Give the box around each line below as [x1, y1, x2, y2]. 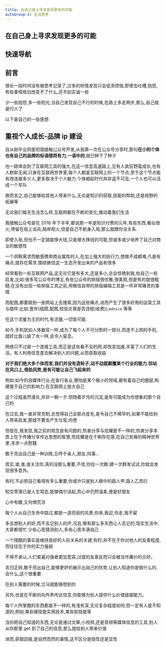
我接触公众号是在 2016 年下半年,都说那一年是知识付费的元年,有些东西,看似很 [5, 219, 160, 225]
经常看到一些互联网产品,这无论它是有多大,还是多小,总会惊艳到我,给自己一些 [5, 270, 158, 276]
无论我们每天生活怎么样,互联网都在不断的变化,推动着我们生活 [5, 209, 130, 215]
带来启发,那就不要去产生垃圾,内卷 [9, 417, 78, 423]
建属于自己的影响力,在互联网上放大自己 [5, 383, 85, 389]
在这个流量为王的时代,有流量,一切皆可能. [5, 316, 88, 322]
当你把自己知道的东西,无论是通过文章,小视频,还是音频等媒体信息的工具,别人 [5, 619, 158, 625]
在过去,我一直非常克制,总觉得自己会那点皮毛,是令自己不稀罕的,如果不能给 [5, 411, 154, 417]
